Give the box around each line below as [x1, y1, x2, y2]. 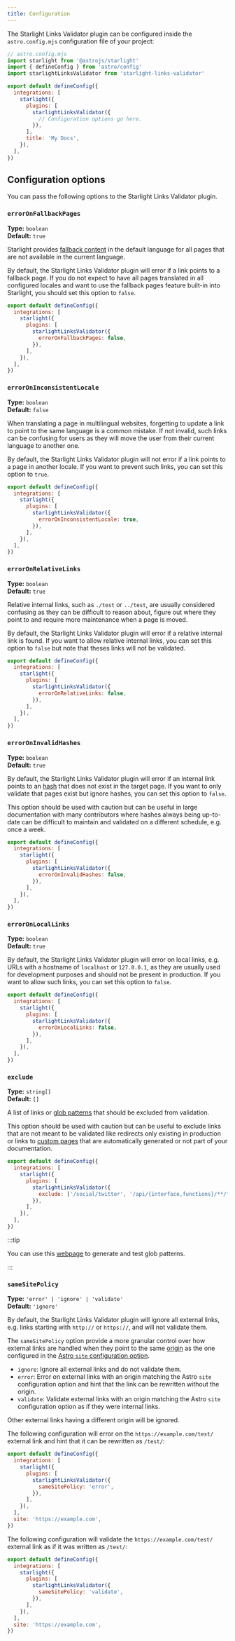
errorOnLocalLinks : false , [38, 1024, 117, 1031]
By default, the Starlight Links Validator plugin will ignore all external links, [7, 1316, 220, 1324]
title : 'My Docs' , [25, 135, 80, 142]
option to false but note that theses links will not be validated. [7, 644, 186, 652]
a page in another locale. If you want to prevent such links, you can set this [7, 462, 223, 470]
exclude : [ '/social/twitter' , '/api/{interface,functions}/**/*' [38, 1190, 233, 1197]
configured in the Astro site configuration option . [7, 1351, 150, 1360]
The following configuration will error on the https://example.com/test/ [7, 1429, 214, 1438]
